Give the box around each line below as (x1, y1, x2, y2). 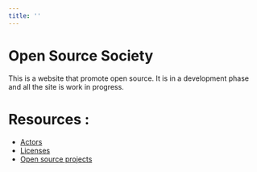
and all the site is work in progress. (8, 82, 125, 91)
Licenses (19, 145, 51, 155)
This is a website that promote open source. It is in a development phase (8, 73, 250, 83)
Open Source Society (8, 46, 154, 65)
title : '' (8, 11, 42, 20)
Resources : (8, 110, 90, 128)
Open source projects (19, 154, 93, 164)
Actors (19, 136, 43, 146)
